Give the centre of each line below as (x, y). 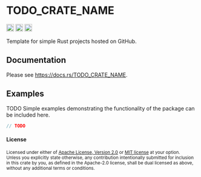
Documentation (36, 60)
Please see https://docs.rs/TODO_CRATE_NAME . (67, 75)
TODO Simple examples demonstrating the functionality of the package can (100, 108)
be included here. (28, 115)
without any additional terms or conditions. (51, 168)
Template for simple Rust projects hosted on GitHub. (72, 41)
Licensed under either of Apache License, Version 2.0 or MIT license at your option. (93, 152)
